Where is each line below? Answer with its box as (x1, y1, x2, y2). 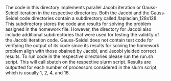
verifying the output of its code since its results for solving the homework (5, 43, 159, 48)
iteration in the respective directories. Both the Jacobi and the (19, 10, 150, 16)
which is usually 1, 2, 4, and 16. (5, 70, 70, 76)
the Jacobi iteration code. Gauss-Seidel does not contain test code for (5, 37, 153, 43)
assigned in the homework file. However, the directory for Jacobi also (5, 26, 152, 32)
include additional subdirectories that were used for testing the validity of (5, 32, 159, 37)
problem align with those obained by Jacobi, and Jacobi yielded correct (5, 48, 157, 54)
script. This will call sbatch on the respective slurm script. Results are (5, 59, 151, 65)
